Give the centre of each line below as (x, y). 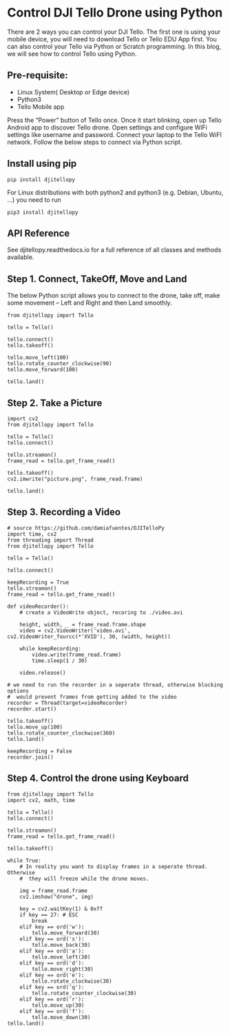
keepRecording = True (38, 582)
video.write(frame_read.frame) (77, 655)
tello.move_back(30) (61, 945)
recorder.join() (30, 757)
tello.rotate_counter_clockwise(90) (60, 364)
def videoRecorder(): (38, 606)
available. (21, 257)
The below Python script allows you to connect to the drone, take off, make (114, 296)
